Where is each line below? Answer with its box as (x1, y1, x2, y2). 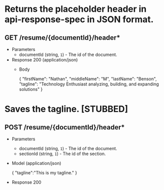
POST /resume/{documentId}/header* (4, 123, 125, 131)
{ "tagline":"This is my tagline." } (11, 170, 77, 175)
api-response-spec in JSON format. (4, 14, 154, 25)
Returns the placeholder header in (4, 3, 147, 15)
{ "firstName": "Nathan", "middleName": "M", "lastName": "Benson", (19, 76, 157, 81)
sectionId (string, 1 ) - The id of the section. (19, 151, 106, 157)
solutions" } (19, 86, 43, 92)
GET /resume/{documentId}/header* (4, 33, 121, 42)
